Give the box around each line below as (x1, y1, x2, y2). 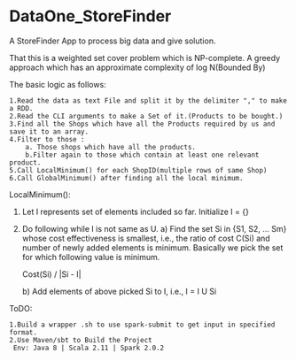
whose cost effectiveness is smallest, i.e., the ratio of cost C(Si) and (21, 233, 270, 243)
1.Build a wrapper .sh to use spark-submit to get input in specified (9, 320, 276, 329)
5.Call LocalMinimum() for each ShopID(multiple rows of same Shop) (9, 165, 268, 174)
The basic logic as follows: (9, 79, 106, 89)
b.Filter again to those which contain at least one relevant (25, 150, 260, 159)
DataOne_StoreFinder (9, 6, 172, 27)
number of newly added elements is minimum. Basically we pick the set (21, 242, 284, 253)
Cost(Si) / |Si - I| (21, 268, 82, 280)
